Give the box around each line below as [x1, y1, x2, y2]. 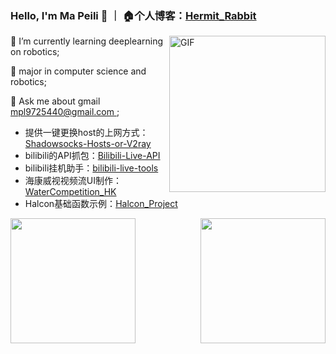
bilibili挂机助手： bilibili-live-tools [24, 162, 159, 174]
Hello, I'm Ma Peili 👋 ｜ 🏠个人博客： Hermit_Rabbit [10, 8, 257, 22]
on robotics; [10, 46, 60, 58]
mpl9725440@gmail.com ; [10, 106, 120, 118]
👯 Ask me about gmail [10, 95, 101, 107]
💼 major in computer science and [10, 65, 147, 77]
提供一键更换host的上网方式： [24, 127, 149, 139]
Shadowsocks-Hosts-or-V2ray [24, 138, 152, 150]
